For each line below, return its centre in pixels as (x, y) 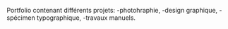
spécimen (21, 18)
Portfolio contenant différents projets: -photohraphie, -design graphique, (112, 10)
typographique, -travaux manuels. (86, 18)
